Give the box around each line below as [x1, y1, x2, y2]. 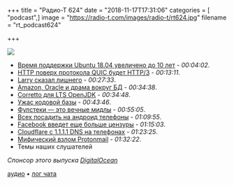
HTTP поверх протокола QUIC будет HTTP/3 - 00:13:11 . [17, 68, 180, 76]
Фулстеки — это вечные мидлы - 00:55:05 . [17, 105, 145, 114]
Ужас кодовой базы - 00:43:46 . [17, 98, 112, 106]
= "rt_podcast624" [7, 21, 61, 29]
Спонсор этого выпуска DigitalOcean [7, 156, 118, 164]
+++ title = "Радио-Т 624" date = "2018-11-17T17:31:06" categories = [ [7, 6, 210, 14]
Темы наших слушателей [17, 142, 93, 151]
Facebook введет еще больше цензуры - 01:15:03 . [17, 120, 166, 128]
